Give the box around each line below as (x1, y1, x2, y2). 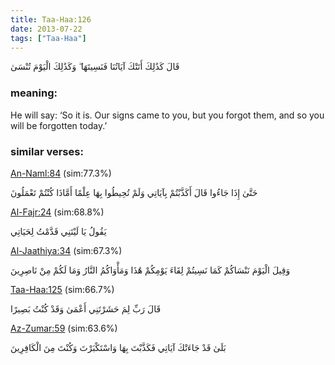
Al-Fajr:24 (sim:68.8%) (10, 206, 105, 218)
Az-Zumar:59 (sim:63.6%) (10, 322, 118, 334)
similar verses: (10, 144, 84, 158)
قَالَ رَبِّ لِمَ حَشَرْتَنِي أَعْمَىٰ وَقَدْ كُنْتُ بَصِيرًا (10, 302, 162, 315)
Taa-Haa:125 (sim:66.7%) (10, 283, 115, 295)
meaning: (10, 86, 58, 100)
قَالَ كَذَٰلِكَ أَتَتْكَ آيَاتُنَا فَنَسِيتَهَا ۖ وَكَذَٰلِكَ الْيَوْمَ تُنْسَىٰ (10, 61, 180, 73)
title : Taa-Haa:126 (10, 14, 92, 25)
